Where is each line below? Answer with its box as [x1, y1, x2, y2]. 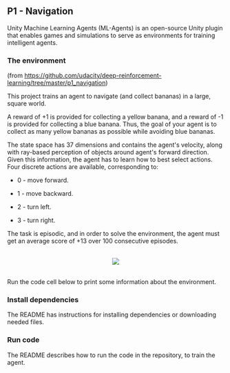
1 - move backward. [17, 190, 74, 198]
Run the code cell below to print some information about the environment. [7, 278, 217, 286]
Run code [7, 335, 40, 345]
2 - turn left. [17, 203, 52, 211]
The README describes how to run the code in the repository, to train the [7, 351, 216, 359]
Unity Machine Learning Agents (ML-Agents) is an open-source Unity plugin [7, 23, 223, 32]
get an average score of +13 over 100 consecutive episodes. [7, 237, 179, 245]
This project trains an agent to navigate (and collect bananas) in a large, [7, 92, 211, 101]
